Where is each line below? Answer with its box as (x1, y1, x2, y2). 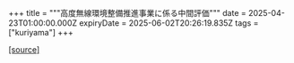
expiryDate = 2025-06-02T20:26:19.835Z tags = (79, 18, 259, 28)
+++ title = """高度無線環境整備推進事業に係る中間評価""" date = (8, 8, 247, 18)
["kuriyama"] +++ (8, 28, 73, 37)
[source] (8, 44, 40, 55)
